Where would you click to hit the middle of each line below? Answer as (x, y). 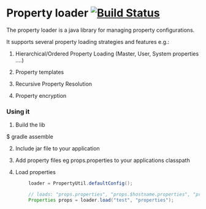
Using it (18, 111)
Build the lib (30, 125)
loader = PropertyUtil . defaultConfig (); (81, 183)
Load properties (36, 172)
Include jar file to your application (57, 148)
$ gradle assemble (30, 137)
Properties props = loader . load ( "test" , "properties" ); (101, 200)
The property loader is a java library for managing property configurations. (101, 30)
